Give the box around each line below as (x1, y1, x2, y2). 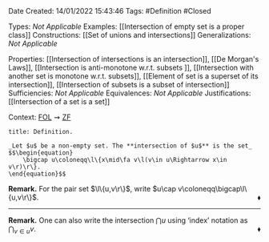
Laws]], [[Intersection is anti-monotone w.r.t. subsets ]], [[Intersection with (8, 63, 254, 72)
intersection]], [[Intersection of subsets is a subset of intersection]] (8, 80, 230, 89)
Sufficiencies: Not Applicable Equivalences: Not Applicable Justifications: (8, 88, 251, 98)
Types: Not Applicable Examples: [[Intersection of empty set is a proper (8, 22, 245, 31)
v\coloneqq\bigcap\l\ (177, 184, 247, 193)
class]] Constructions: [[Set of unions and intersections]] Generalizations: (8, 30, 251, 39)
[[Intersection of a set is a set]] (8, 97, 110, 106)
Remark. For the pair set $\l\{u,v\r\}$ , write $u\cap (8, 184, 177, 193)
